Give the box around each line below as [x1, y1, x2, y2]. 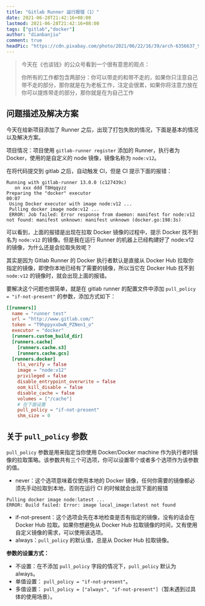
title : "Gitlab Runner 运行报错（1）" [6, 9, 99, 15]
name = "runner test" [12, 310, 67, 317]
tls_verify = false [17, 361, 67, 368]
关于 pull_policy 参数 [6, 431, 88, 442]
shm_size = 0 [17, 413, 51, 419]
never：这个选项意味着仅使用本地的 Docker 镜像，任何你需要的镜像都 [15, 477, 190, 484]
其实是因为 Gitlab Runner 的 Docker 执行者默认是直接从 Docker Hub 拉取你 [6, 256, 194, 264]
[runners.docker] [12, 356, 56, 362]
